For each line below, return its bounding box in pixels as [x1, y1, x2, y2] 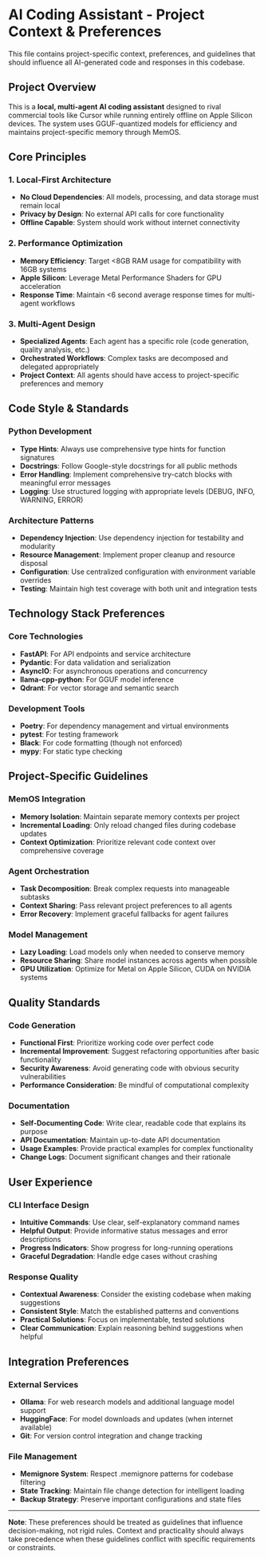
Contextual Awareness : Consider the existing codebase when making [19, 1289, 251, 1299]
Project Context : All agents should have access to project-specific [19, 370, 239, 380]
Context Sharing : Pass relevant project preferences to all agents [19, 900, 233, 910]
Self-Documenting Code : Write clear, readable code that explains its [19, 1118, 246, 1128]
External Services [8, 1379, 79, 1390]
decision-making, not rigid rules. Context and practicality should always [8, 1526, 245, 1536]
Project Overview [8, 81, 97, 94]
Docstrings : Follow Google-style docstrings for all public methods [19, 461, 238, 470]
